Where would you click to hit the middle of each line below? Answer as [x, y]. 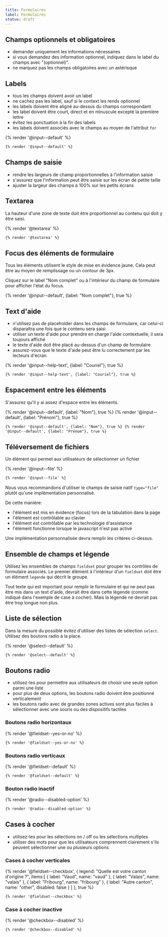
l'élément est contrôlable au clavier [49, 518]
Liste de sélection [33, 619]
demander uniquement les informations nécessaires [66, 52]
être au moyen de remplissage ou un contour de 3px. [60, 271]
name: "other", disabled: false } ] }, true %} [50, 887]
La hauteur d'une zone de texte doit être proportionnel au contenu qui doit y [84, 213]
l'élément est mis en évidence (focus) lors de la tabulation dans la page [86, 513]
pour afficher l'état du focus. [35, 286]
